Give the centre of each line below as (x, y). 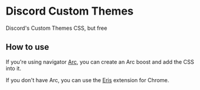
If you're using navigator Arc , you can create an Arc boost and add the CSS (100, 61)
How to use (27, 47)
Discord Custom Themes (70, 11)
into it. (14, 68)
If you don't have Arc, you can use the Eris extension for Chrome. (88, 80)
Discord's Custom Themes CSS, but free (57, 28)
